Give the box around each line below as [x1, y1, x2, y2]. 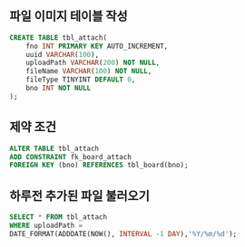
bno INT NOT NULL [25, 84, 92, 93]
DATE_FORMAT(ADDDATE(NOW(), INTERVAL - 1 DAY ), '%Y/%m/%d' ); [9, 229, 238, 238]
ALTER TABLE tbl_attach [9, 144, 100, 153]
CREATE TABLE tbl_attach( [9, 33, 107, 43]
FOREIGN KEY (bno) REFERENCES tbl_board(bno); [9, 161, 189, 170]
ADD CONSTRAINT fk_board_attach [9, 152, 132, 161]
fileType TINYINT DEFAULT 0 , [25, 75, 136, 84]
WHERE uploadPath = [9, 221, 83, 230]
